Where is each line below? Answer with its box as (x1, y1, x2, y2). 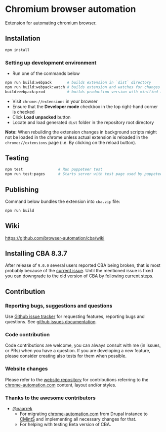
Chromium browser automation (5, 3, 136, 15)
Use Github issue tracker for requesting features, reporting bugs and (5, 313, 145, 319)
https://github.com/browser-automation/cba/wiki (5, 235, 105, 241)
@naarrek (12, 406, 33, 411)
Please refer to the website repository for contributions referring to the (5, 376, 149, 382)
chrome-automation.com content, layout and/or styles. (5, 382, 117, 388)
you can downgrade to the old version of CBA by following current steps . (5, 273, 154, 279)
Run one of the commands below (12, 70, 80, 76)
